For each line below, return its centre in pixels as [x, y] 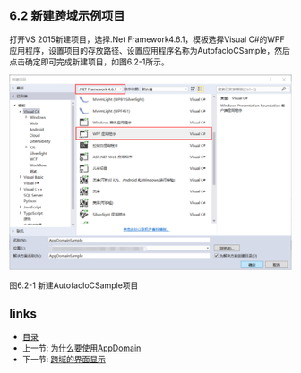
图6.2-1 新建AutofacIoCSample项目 [74, 285]
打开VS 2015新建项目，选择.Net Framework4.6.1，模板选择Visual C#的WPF [147, 39]
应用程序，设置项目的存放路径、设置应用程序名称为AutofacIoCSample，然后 [150, 50]
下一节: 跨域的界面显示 [64, 359]
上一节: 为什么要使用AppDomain [82, 348]
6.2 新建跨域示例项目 [67, 16]
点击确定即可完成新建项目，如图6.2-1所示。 [89, 62]
